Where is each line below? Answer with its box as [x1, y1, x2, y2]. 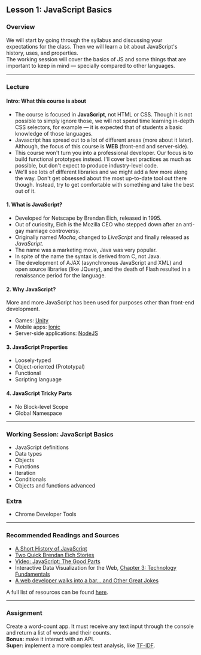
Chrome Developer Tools [14, 510, 77, 518]
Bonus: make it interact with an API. [6, 635, 95, 642]
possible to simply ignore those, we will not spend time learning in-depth [14, 117, 194, 124]
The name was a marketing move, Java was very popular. [14, 246, 157, 254]
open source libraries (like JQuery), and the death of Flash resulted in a [14, 265, 191, 273]
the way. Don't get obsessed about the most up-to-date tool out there [14, 174, 187, 182]
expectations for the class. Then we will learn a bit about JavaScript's [6, 43, 178, 50]
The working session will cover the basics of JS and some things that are [6, 55, 187, 62]
